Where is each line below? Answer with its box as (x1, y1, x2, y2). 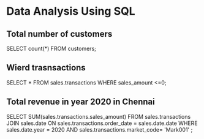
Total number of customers (6, 29, 113, 39)
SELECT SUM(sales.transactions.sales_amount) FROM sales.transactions (6, 113, 191, 120)
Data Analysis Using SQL (6, 4, 136, 18)
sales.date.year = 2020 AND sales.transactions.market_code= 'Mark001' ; (6, 126, 193, 133)
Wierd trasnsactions (6, 62, 86, 73)
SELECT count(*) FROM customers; (6, 45, 96, 52)
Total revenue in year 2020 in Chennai (6, 97, 155, 107)
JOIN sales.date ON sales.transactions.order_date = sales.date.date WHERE (6, 119, 198, 127)
